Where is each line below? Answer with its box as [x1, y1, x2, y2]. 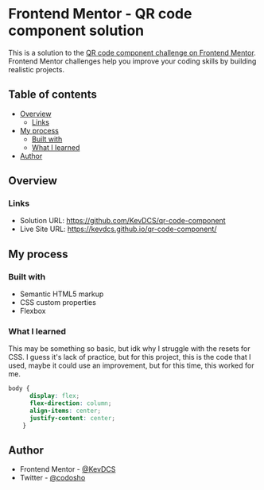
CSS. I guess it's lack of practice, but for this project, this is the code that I [8, 353, 252, 362]
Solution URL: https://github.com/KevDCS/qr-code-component [19, 216, 226, 226]
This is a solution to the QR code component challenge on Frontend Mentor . [8, 48, 256, 57]
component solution [8, 21, 145, 40]
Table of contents [8, 88, 97, 102]
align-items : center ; [29, 407, 102, 415]
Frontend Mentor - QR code [8, 5, 192, 23]
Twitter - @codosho [19, 473, 86, 483]
